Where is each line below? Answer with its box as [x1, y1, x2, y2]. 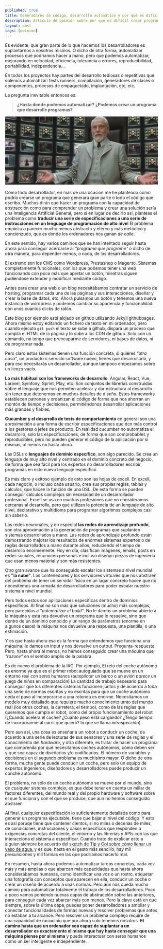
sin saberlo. [5, 512, 29, 518]
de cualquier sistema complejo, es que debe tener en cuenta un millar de [5, 785, 151, 791]
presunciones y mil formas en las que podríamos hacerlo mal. [5, 852, 129, 858]
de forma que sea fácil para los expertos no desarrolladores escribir [5, 461, 141, 467]
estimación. [5, 628, 28, 635]
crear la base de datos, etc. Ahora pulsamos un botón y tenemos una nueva [5, 295, 157, 301]
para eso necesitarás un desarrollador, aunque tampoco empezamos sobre [5, 361, 155, 367]
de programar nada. [5, 341, 45, 347]
